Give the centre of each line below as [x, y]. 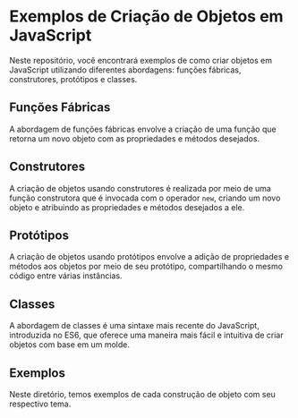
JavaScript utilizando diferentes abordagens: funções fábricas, [125, 70]
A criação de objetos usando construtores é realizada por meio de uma [140, 188]
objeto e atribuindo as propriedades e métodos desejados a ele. [127, 207]
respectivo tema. [40, 404]
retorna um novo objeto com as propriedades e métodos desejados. [135, 138]
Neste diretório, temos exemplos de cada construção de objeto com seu [142, 394]
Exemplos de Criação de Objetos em [146, 17]
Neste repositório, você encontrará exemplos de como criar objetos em [141, 60]
